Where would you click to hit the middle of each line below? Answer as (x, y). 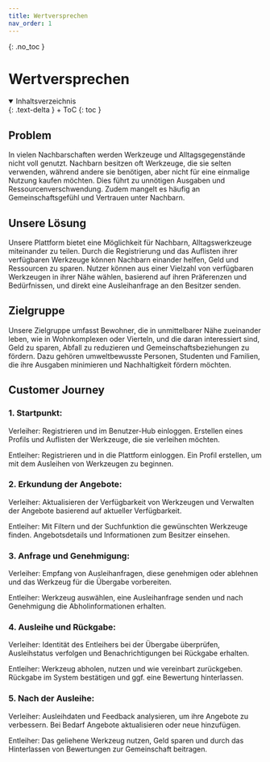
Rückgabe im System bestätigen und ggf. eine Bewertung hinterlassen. (126, 678)
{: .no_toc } (27, 46)
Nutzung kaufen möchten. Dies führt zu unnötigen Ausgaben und (117, 181)
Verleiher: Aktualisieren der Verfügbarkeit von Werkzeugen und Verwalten (131, 502)
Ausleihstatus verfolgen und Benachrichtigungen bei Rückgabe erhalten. (129, 653)
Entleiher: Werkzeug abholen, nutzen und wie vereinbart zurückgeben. (126, 669)
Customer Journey (56, 390)
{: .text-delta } (31, 110)
